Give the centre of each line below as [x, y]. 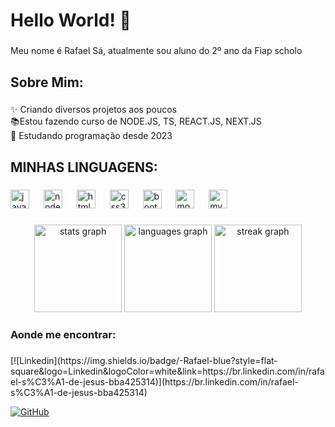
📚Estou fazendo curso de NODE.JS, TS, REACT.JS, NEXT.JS [136, 121]
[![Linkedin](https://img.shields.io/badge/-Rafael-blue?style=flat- [144, 360]
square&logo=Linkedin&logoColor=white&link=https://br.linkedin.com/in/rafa [167, 371]
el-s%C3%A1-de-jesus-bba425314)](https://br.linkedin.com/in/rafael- [154, 381]
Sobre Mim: [47, 82]
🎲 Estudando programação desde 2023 [91, 136]
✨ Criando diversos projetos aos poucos [93, 110]
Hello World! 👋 [71, 20]
